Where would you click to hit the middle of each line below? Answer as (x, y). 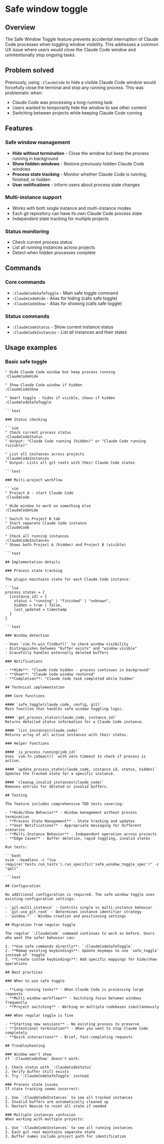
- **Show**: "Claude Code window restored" (50, 674)
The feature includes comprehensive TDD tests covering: (65, 804)
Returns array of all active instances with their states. (67, 735)
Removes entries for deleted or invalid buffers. (57, 786)
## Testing (16, 795)
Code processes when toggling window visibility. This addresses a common (82, 44)
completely (16, 1032)
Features (19, 129)
